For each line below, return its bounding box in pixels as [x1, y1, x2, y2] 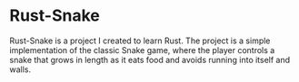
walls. [9, 64, 32, 75]
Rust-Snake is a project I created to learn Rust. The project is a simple [9, 35, 271, 46]
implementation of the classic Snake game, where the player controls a [9, 44, 275, 55]
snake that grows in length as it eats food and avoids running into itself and [9, 54, 291, 65]
